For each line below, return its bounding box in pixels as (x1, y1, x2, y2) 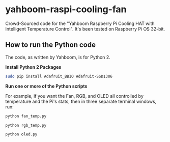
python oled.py (5, 132, 38, 137)
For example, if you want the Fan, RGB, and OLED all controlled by (5, 93, 144, 99)
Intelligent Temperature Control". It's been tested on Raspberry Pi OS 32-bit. (5, 25, 165, 32)
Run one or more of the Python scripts (5, 83, 88, 89)
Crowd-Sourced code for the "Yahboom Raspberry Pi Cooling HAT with (5, 20, 155, 26)
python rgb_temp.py (5, 123, 47, 128)
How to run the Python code (5, 41, 96, 49)
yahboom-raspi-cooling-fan (5, 4, 127, 15)
